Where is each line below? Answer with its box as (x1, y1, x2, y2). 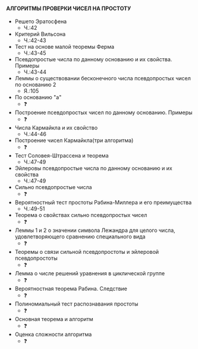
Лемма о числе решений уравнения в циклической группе (14, 270, 165, 277)
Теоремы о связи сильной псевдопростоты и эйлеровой (14, 249, 159, 256)
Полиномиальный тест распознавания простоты (14, 300, 139, 307)
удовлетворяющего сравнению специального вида (14, 233, 146, 240)
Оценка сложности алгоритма (14, 331, 92, 338)
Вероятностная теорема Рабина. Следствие (14, 285, 128, 293)
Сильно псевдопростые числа (14, 184, 92, 191)
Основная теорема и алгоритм (14, 316, 93, 323)
